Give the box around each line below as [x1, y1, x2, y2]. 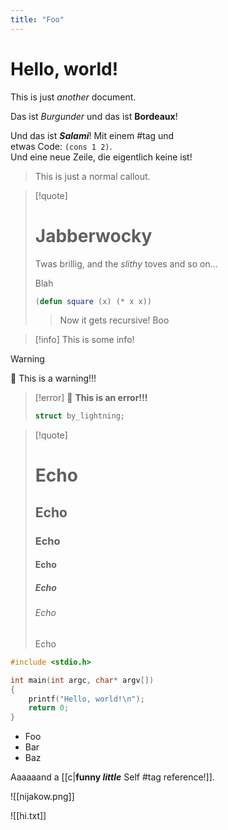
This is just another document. [10, 91, 137, 103]
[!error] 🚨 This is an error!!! [34, 392, 148, 404]
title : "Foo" [10, 14, 65, 25]
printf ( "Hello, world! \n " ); [28, 694, 145, 704]
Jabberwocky [34, 224, 153, 247]
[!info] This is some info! [34, 334, 135, 346]
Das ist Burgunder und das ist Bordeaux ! [10, 110, 178, 122]
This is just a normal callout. [34, 170, 151, 182]
